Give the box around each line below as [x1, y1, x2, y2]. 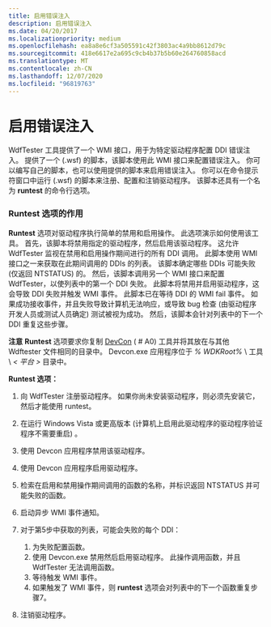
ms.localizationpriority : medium [8, 34, 121, 43]
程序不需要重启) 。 [19, 429, 83, 438]
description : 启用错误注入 [8, 19, 92, 28]
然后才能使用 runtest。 [19, 401, 96, 411]
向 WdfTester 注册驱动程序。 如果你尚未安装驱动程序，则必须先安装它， [19, 390, 260, 401]
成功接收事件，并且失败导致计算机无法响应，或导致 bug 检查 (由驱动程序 [15, 299, 257, 309]
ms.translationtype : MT [8, 58, 89, 66]
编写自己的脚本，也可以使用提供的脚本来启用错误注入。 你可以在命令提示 [15, 165, 259, 175]
